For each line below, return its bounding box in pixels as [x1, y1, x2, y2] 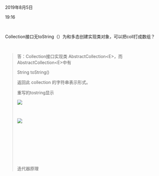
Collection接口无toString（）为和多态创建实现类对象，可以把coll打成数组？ [5, 34, 155, 39]
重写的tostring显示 [17, 90, 55, 96]
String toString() [17, 69, 50, 75]
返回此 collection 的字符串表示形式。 [17, 79, 91, 85]
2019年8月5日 [5, 4, 33, 10]
